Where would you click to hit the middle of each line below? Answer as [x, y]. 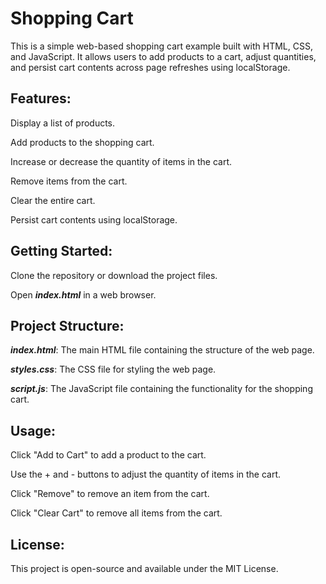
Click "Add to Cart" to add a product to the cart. [108, 455]
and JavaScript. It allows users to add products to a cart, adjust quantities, [163, 56]
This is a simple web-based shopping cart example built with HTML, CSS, [161, 46]
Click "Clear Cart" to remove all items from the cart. [116, 513]
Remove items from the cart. [69, 181]
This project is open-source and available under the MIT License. [144, 568]
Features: [41, 98]
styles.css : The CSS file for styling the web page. [113, 369]
